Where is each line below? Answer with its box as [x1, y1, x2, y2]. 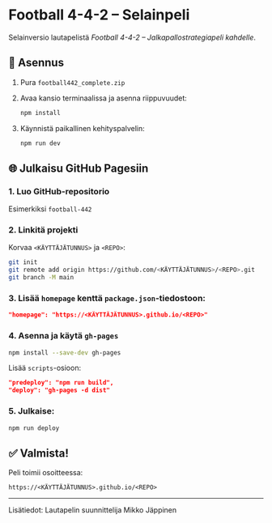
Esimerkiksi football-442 [8, 204, 92, 214]
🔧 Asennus [8, 56, 65, 70]
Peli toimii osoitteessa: [8, 468, 83, 478]
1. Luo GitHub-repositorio [8, 185, 110, 197]
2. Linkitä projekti [8, 224, 79, 236]
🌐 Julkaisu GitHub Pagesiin [8, 161, 149, 175]
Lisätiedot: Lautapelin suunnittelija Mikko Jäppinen [8, 505, 177, 515]
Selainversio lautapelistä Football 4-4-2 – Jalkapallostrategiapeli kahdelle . [8, 32, 257, 42]
